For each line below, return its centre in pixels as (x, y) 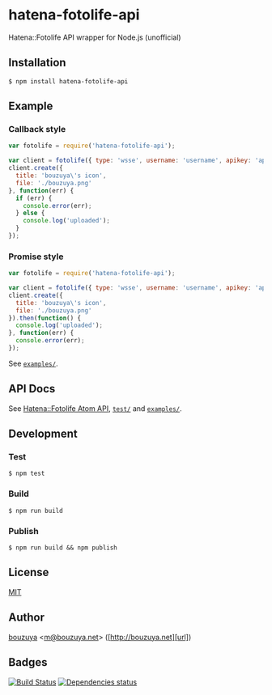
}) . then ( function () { (45, 318)
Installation (37, 63)
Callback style (37, 129)
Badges (28, 662)
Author (26, 618)
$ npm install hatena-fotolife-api (68, 81)
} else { (30, 213)
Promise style (36, 256)
